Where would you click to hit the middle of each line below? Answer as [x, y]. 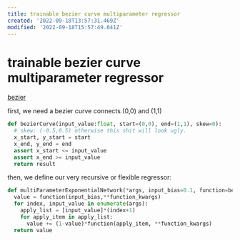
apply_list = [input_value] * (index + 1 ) [78, 211]
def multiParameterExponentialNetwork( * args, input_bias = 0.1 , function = [118, 191]
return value [33, 230]
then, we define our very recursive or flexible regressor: [89, 177]
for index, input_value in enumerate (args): [81, 204]
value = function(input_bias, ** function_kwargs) [87, 197]
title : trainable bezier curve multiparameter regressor [94, 14]
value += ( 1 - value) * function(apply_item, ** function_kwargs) [119, 224]
